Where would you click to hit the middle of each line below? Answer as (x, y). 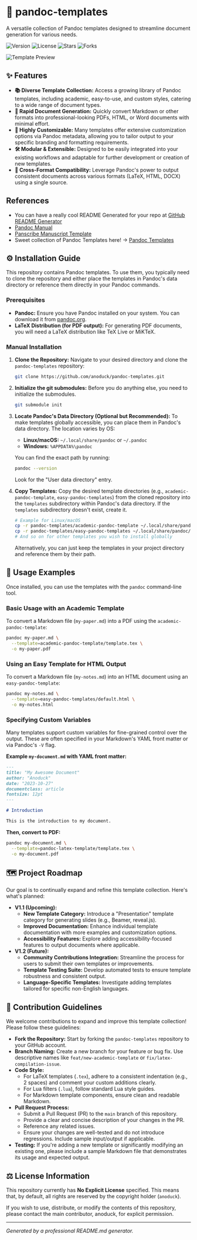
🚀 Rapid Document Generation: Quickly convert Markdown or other (96, 111)
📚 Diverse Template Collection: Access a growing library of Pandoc (98, 90)
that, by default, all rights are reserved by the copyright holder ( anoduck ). (94, 1196)
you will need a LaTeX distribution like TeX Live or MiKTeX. (85, 332)
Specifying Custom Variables (49, 720)
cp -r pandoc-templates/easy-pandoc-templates (72, 531)
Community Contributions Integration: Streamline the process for (104, 958)
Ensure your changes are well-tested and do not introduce (94, 1133)
